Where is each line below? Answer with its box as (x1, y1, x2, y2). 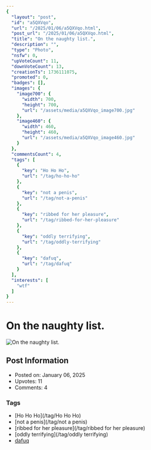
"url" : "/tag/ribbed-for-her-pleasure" (21, 217, 119, 223)
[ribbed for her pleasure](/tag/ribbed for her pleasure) (14, 425, 146, 432)
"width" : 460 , (21, 124, 57, 130)
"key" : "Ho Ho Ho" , (21, 167, 69, 174)
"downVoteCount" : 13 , (11, 63, 65, 70)
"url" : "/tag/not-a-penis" (21, 195, 88, 201)
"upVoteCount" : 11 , (11, 58, 59, 64)
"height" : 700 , (21, 101, 59, 108)
